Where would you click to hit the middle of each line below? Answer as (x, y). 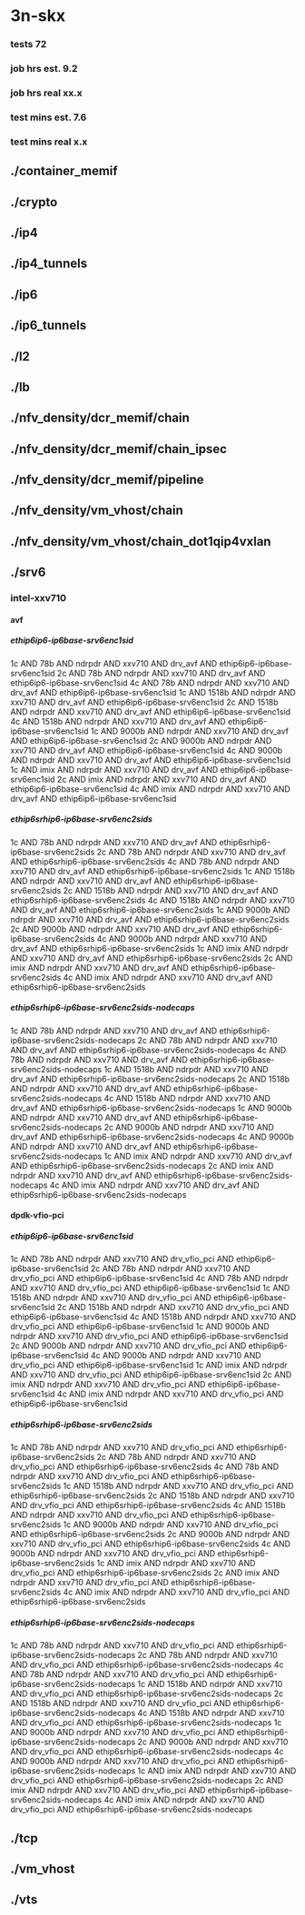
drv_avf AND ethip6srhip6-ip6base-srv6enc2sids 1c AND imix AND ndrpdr (149, 948)
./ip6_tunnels (49, 326)
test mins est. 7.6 (49, 117)
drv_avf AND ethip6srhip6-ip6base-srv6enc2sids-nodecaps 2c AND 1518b (150, 1079)
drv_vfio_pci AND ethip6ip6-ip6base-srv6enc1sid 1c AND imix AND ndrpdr (149, 1365)
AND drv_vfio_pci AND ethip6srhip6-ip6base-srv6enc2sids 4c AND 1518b (148, 1505)
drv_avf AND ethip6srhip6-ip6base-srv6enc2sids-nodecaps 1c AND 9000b (151, 1108)
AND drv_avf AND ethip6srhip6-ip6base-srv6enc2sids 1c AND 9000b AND (150, 910)
